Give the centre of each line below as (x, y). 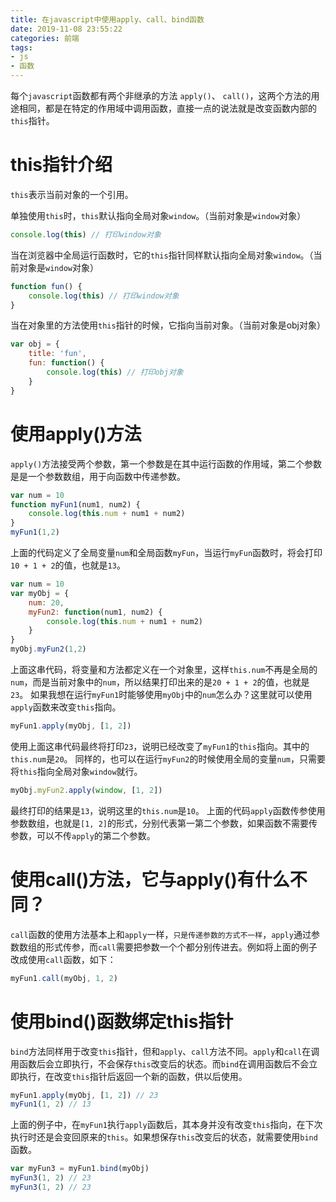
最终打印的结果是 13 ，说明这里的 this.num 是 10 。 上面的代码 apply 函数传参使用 (168, 810)
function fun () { (46, 286)
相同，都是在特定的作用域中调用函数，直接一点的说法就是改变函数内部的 (167, 108)
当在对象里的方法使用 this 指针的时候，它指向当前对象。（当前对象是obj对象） (168, 325)
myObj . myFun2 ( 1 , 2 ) (48, 649)
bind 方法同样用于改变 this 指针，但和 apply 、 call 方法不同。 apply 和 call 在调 (165, 1051)
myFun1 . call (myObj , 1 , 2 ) (64, 978)
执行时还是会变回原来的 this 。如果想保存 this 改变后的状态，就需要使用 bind (164, 1137)
